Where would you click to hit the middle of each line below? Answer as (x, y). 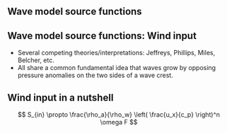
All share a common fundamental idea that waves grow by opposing (117, 68)
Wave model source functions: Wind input (102, 36)
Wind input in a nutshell (60, 97)
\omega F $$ (119, 122)
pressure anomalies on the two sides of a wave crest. (95, 75)
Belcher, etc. (36, 60)
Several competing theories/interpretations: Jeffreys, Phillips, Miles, (116, 53)
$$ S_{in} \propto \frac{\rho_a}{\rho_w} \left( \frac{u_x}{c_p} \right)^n (119, 115)
